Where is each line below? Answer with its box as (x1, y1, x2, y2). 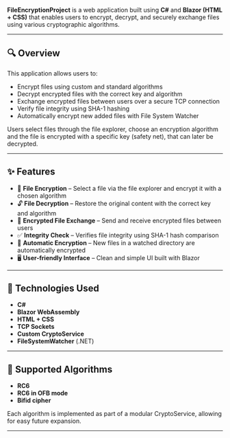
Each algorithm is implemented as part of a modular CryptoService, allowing (7, 410, 222, 418)
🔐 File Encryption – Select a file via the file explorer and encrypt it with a (16, 184, 222, 192)
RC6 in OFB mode (16, 389, 68, 397)
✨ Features (7, 166, 55, 178)
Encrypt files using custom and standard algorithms (16, 82, 163, 91)
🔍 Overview (7, 47, 60, 59)
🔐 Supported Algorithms (7, 363, 113, 375)
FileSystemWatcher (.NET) (16, 337, 94, 345)
